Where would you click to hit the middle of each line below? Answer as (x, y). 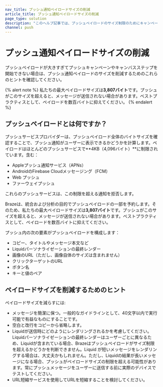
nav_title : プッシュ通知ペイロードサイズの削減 (48, 9)
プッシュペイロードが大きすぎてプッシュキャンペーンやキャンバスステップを (81, 67)
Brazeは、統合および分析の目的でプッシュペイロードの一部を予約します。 (79, 204)
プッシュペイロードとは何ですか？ (56, 124)
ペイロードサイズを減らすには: (35, 303)
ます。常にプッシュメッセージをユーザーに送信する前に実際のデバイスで (84, 368)
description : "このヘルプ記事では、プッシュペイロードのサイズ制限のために (73, 23)
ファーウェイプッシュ (33, 183)
